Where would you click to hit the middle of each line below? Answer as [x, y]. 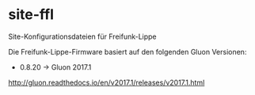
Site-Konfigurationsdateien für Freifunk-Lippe [82, 36]
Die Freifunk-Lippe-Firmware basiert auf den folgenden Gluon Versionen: [127, 51]
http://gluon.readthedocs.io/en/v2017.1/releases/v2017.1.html [107, 82]
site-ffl [31, 15]
